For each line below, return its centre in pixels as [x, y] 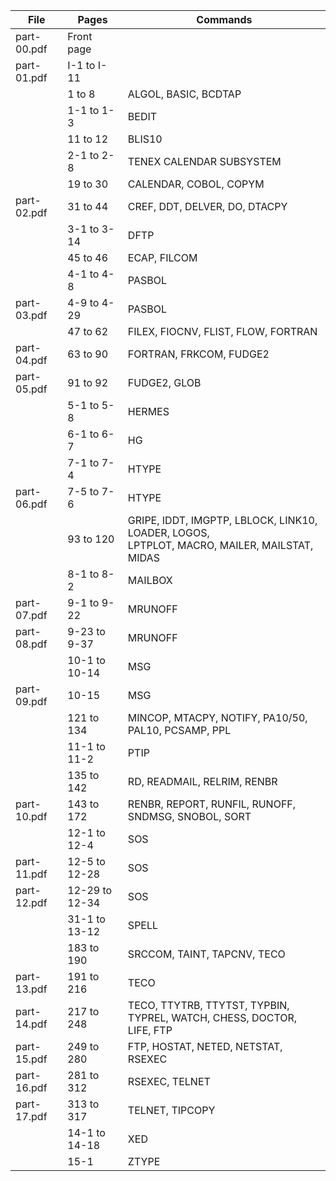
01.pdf [31, 77]
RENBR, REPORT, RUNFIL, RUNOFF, [212, 804]
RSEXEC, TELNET [169, 1081]
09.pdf [31, 701]
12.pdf [31, 902]
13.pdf [31, 989]
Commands [224, 19]
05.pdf [31, 389]
